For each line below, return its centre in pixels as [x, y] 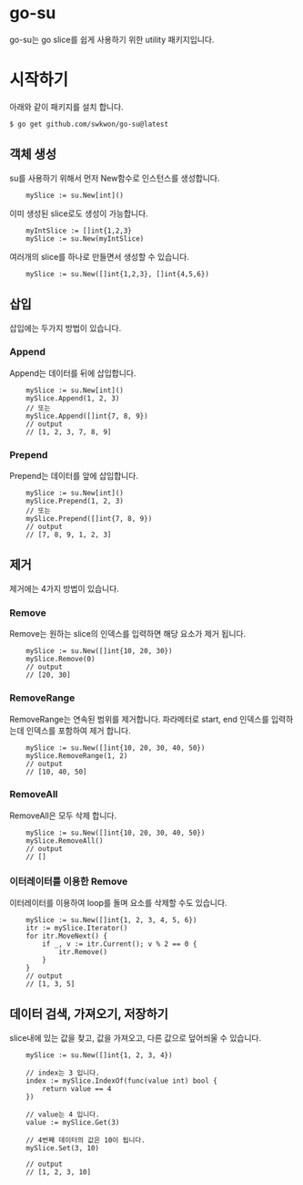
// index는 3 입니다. [63, 1073]
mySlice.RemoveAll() [65, 841]
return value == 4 [77, 1088]
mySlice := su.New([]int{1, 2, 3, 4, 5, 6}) [111, 920]
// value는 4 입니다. [63, 1114]
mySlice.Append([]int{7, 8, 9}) [87, 416]
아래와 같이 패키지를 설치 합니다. [67, 107]
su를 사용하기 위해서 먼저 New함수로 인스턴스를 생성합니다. [115, 178]
